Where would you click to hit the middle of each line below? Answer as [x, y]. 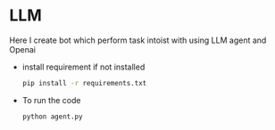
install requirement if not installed [83, 67]
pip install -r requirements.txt [84, 83]
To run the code [51, 100]
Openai [22, 49]
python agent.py [52, 117]
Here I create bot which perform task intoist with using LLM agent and [138, 40]
